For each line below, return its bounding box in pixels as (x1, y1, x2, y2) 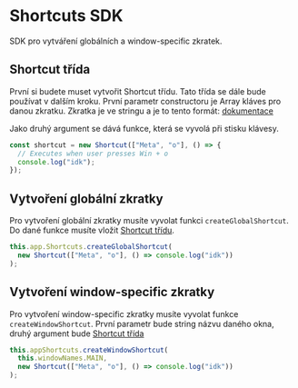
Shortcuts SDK (9, 5, 124, 26)
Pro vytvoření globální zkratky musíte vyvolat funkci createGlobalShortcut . (9, 215, 289, 226)
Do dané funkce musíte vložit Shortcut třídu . (9, 224, 175, 236)
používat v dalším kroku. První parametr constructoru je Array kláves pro (9, 95, 282, 106)
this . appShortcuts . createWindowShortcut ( (9, 345, 169, 354)
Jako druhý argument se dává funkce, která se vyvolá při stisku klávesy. (9, 123, 279, 134)
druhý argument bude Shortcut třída (9, 328, 144, 339)
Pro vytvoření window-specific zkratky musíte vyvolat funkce (9, 308, 239, 319)
